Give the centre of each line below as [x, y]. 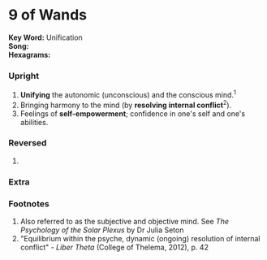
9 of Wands [48, 15]
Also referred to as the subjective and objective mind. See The [125, 222]
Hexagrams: [30, 54]
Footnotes [29, 203]
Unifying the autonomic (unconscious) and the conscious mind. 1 [128, 94]
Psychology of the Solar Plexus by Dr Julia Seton [102, 230]
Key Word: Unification [45, 37]
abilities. [34, 122]
